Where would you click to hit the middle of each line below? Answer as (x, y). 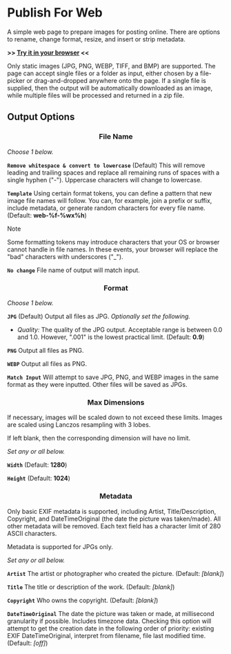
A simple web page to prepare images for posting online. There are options (114, 32)
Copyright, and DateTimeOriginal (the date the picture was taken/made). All (114, 519)
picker (16, 80)
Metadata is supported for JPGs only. (60, 546)
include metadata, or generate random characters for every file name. (106, 208)
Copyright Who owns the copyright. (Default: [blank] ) (83, 600)
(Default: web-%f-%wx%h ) (47, 215)
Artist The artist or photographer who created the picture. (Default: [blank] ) (115, 573)
